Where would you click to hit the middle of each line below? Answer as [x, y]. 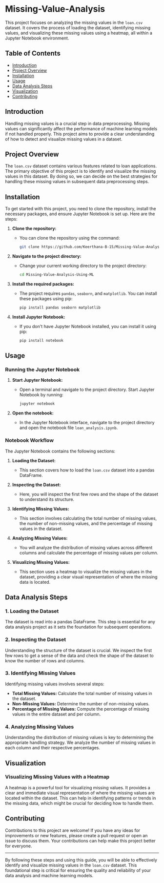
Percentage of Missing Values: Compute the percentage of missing [81, 709]
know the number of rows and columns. [45, 660]
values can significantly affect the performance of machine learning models [81, 128]
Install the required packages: [43, 284]
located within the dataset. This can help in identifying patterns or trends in [81, 798]
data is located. [35, 582]
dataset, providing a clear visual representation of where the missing [88, 576]
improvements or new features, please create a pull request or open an [76, 835]
